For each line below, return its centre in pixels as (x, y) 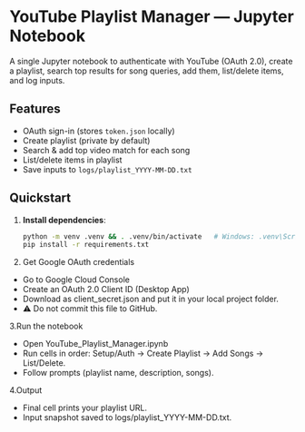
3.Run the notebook (46, 326)
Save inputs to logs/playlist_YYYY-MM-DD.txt (107, 169)
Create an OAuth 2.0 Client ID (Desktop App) (106, 290)
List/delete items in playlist (72, 160)
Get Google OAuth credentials (79, 262)
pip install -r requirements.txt (86, 245)
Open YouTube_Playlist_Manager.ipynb (95, 344)
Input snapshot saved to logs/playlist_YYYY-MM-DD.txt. (127, 417)
